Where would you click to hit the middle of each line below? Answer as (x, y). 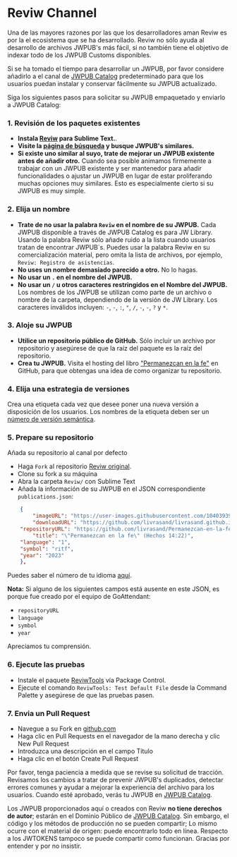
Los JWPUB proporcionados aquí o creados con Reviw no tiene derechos (115, 808)
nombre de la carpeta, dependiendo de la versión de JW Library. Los (117, 299)
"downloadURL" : (55, 523)
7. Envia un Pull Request (49, 713)
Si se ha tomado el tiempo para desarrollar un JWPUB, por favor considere (116, 68)
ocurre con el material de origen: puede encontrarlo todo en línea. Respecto (117, 831)
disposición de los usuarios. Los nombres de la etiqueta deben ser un (108, 412)
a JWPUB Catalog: (34, 104)
